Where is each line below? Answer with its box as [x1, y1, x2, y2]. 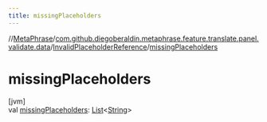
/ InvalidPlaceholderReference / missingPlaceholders [50, 41, 218, 52]
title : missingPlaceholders [8, 11, 102, 20]
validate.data [8, 41, 51, 52]
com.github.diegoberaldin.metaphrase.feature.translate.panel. [55, 33, 259, 43]
